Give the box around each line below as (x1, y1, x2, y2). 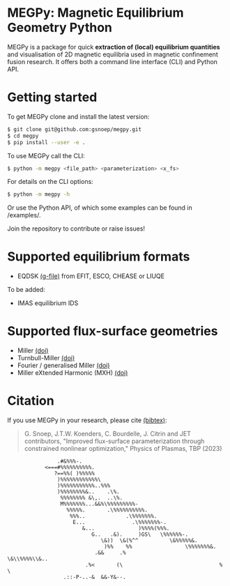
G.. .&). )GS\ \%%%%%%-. (91, 531, 189, 538)
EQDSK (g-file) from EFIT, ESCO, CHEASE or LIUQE (17, 272, 165, 280)
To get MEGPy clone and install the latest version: (7, 112, 150, 121)
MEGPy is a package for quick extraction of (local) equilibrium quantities (7, 43, 221, 51)
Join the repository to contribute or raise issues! (7, 224, 145, 233)
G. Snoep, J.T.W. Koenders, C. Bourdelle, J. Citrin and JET (24, 430, 192, 438)
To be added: (7, 286, 45, 294)
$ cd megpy (7, 132, 39, 139)
